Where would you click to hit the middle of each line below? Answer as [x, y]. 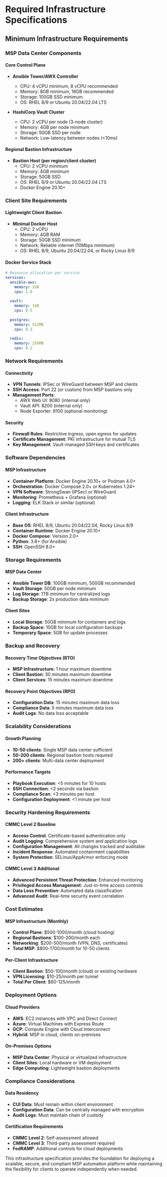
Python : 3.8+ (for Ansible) [39, 541]
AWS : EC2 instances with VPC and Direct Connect [65, 1018]
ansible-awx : [23, 282]
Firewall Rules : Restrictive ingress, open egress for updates [74, 434]
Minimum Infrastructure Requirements [67, 39]
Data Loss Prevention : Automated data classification [67, 891]
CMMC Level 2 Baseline [31, 824]
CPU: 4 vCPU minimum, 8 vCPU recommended [69, 86]
